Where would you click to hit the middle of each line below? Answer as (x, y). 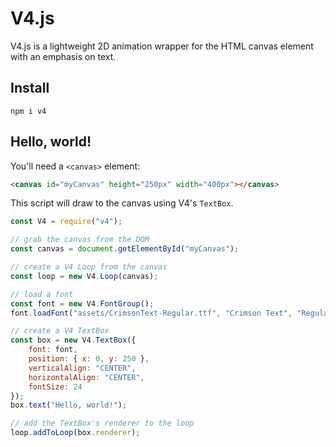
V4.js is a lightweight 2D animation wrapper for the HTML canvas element (162, 46)
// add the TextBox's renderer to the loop (102, 423)
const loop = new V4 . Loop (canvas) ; (84, 276)
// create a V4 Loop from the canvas (89, 267)
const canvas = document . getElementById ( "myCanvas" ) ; (125, 249)
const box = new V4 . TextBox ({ (73, 340)
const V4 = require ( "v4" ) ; (66, 222)
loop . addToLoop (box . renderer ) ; (75, 433)
